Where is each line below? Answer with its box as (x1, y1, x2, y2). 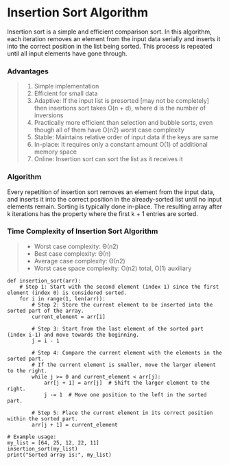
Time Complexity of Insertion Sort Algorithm (7, 226, 158, 236)
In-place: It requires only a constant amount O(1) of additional (34, 141, 208, 149)
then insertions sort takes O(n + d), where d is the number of (34, 104, 206, 112)
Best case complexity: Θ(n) (34, 249, 111, 258)
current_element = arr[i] (32, 313, 106, 320)
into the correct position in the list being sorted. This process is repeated (7, 42, 213, 50)
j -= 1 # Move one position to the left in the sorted (43, 391, 207, 398)
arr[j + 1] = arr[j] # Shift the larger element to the (43, 379, 210, 386)
